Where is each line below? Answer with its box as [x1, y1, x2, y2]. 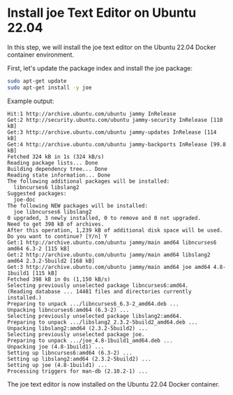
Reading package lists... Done [7, 159, 98, 166]
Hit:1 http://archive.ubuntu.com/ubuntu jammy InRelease [7, 110, 176, 117]
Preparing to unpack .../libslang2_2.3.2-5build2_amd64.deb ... [7, 319, 198, 326]
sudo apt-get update [7, 77, 68, 85]
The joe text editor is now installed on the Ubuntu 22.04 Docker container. [7, 380, 220, 388]
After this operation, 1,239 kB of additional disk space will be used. [7, 226, 223, 234]
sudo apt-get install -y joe [7, 84, 92, 91]
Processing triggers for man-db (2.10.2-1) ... [7, 368, 149, 375]
